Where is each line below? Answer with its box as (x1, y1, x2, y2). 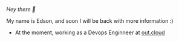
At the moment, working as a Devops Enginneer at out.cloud (15, 29, 165, 36)
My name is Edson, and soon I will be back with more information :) (6, 17, 174, 24)
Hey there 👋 (6, 6, 36, 13)
